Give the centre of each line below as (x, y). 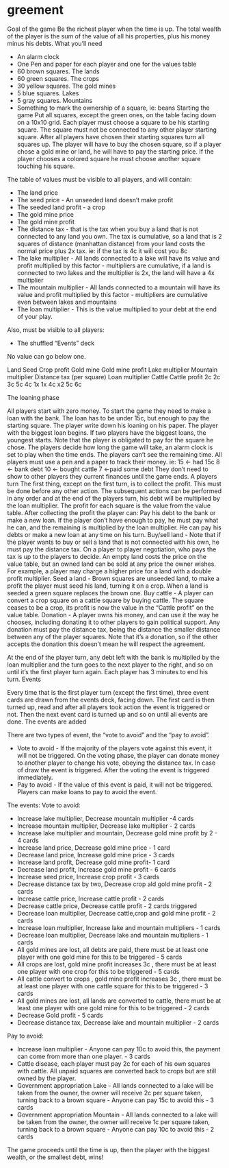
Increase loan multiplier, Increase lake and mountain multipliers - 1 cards (119, 927)
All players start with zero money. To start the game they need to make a (109, 411)
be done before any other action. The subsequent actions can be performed (114, 491)
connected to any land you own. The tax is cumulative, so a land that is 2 (119, 236)
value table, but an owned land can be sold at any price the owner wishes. (112, 564)
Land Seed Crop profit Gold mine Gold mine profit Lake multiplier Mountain (112, 370)
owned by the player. (46, 1078)
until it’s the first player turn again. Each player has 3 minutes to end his (108, 671)
